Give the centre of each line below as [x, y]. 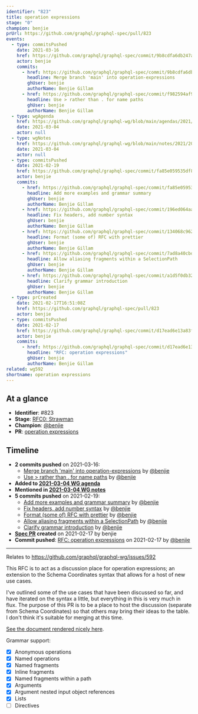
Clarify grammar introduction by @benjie [73, 527]
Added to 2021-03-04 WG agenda [57, 483]
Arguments [28, 685]
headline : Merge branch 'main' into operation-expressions [101, 77]
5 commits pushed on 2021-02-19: [57, 496]
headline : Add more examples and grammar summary [89, 193]
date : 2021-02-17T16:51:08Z [51, 303]
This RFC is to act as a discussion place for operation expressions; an [90, 568]
